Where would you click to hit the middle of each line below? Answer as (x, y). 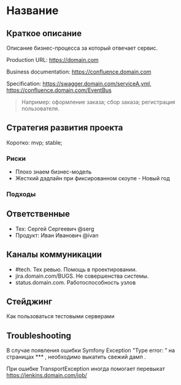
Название (33, 11)
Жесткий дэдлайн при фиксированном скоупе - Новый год (92, 178)
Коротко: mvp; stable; (34, 142)
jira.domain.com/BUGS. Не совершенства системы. (82, 276)
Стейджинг (29, 302)
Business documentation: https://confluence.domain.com (79, 72)
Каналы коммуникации (54, 255)
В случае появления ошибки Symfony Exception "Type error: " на (91, 351)
